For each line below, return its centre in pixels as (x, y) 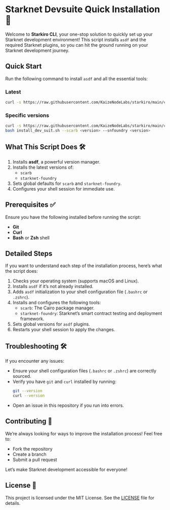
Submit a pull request (35, 459)
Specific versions (27, 115)
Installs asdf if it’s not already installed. (53, 286)
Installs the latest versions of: (43, 167)
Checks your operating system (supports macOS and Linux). (76, 281)
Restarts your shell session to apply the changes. (64, 330)
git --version (27, 391)
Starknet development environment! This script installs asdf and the (76, 40)
